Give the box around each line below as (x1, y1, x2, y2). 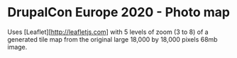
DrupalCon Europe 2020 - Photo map (7, 4, 231, 21)
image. (7, 42, 28, 51)
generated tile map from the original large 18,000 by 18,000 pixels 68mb (7, 35, 218, 43)
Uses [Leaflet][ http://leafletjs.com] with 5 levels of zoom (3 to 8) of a (7, 28, 209, 36)
